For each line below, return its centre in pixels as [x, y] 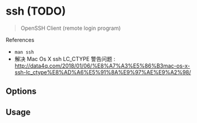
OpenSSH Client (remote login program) [71, 28]
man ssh [24, 52]
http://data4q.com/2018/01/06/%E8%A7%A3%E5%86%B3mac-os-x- [102, 66]
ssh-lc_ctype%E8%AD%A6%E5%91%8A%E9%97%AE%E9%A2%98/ [103, 72]
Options [21, 92]
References [20, 40]
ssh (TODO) [36, 11]
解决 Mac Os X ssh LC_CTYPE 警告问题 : [65, 58]
